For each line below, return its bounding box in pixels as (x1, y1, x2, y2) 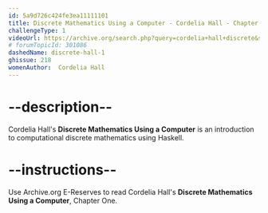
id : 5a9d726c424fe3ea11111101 (8, 11, 109, 20)
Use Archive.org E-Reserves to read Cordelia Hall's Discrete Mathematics (8, 187, 253, 196)
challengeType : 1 (8, 26, 66, 34)
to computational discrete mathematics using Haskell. (8, 132, 185, 142)
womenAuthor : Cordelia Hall (8, 64, 105, 72)
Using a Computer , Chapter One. (8, 195, 118, 205)
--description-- (8, 97, 113, 116)
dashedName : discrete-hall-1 (8, 49, 105, 57)
